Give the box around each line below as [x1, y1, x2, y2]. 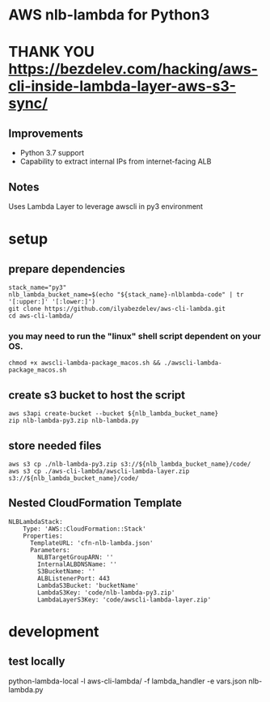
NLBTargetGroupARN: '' [37, 553, 114, 561]
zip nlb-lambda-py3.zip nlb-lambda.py [8, 417, 139, 425]
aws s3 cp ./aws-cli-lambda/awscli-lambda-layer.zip [8, 467, 190, 475]
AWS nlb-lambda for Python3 [8, 6, 210, 24]
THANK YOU [8, 43, 95, 62]
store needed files [8, 439, 102, 453]
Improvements [8, 126, 83, 140]
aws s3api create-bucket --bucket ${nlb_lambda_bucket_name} [8, 410, 219, 418]
